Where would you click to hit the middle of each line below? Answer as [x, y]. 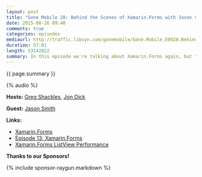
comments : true [25, 28]
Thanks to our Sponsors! [38, 156]
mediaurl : [19, 40]
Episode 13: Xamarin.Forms [49, 138]
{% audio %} [22, 85]
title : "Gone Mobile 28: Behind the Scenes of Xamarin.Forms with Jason [99, 17]
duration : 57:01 [26, 46]
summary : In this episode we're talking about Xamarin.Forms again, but [99, 56]
